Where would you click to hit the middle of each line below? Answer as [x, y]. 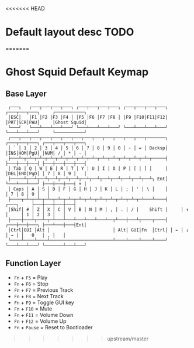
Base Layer [26, 93]
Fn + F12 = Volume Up [40, 321]
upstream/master [128, 339]
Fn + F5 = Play [31, 277]
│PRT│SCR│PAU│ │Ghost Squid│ [46, 122]
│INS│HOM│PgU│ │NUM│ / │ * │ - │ [46, 153]
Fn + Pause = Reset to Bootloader [53, 327]
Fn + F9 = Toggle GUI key [44, 302]
